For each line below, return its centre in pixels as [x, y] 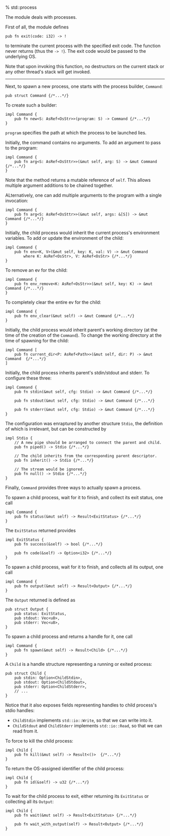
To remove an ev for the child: [36, 270]
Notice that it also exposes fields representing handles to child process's [81, 705]
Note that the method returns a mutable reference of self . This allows [78, 180]
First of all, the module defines [37, 27]
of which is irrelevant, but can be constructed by [56, 429]
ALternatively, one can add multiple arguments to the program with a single [83, 195]
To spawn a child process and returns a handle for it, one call [69, 636]
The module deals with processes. [41, 17]
